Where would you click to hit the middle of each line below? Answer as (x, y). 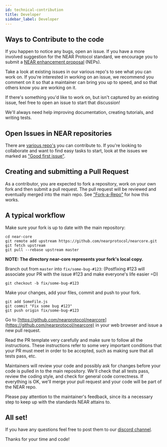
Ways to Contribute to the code (55, 39)
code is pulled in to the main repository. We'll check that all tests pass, (77, 371)
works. (12, 199)
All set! (16, 418)
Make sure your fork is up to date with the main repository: (65, 227)
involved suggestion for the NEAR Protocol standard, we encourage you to (82, 57)
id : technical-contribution (34, 10)
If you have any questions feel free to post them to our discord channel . (79, 429)
